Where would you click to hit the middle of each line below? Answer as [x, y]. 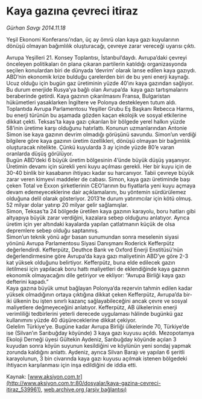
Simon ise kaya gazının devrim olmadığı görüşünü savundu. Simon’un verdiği [101, 134]
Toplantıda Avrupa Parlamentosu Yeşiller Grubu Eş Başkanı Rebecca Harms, [100, 108]
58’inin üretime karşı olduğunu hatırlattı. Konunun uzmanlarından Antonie [97, 128]
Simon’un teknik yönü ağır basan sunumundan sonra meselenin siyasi [93, 237]
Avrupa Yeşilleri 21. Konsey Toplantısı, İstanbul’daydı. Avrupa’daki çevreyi [96, 57]
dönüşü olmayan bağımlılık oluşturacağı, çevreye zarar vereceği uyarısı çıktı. [101, 46]
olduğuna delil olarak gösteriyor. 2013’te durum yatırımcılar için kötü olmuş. [99, 198]
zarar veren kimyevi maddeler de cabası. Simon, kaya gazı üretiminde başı [99, 179]
